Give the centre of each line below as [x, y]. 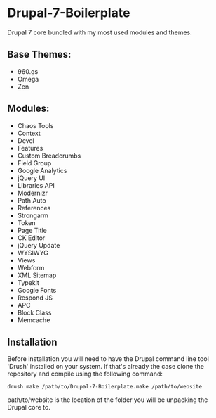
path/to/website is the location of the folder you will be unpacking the [108, 400]
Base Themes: [39, 55]
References [34, 208]
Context [29, 133]
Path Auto [32, 200]
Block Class [34, 312]
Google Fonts [37, 290]
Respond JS [35, 298]
